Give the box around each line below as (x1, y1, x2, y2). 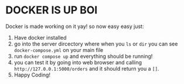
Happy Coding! (13, 71, 51, 78)
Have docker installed (13, 34, 67, 41)
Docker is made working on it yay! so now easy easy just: (5, 23, 144, 30)
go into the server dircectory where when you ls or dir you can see (13, 40, 178, 47)
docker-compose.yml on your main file (13, 46, 104, 53)
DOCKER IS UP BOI (5, 3, 98, 17)
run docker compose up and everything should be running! (13, 52, 153, 60)
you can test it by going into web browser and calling (13, 59, 142, 66)
